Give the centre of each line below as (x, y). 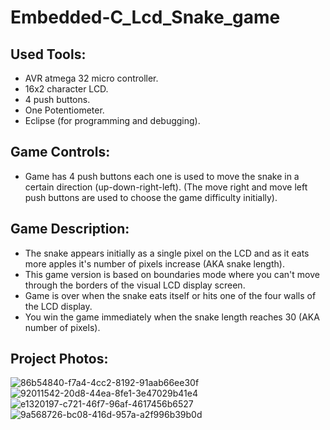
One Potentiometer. (64, 110)
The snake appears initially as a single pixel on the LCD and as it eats (167, 253)
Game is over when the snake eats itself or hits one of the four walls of (170, 295)
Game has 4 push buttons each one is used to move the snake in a (162, 176)
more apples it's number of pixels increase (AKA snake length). (154, 263)
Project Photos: (59, 359)
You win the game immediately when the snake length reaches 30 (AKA (172, 317)
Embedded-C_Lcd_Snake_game (145, 17)
